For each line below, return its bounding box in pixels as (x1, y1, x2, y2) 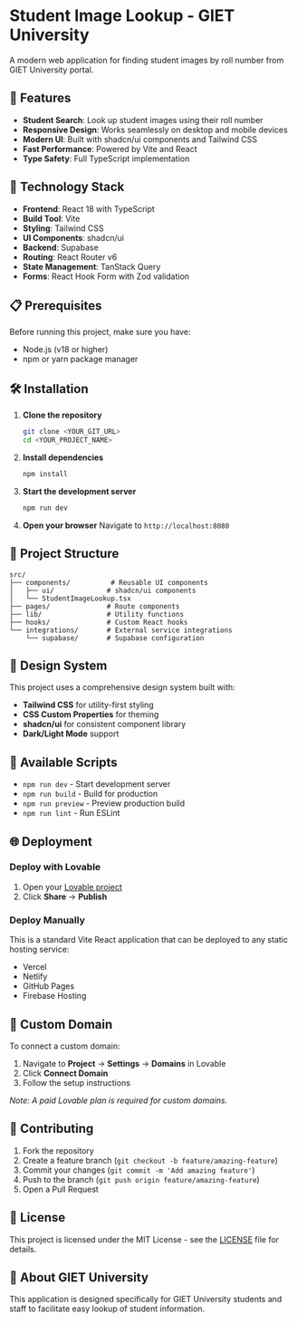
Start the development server (22, 485, 137, 496)
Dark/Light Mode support (22, 728, 120, 739)
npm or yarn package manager (22, 354, 139, 365)
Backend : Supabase (22, 242, 100, 253)
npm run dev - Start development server (22, 779, 171, 790)
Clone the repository (22, 409, 102, 421)
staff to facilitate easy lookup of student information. (9, 1303, 206, 1314)
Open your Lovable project (22, 881, 122, 892)
